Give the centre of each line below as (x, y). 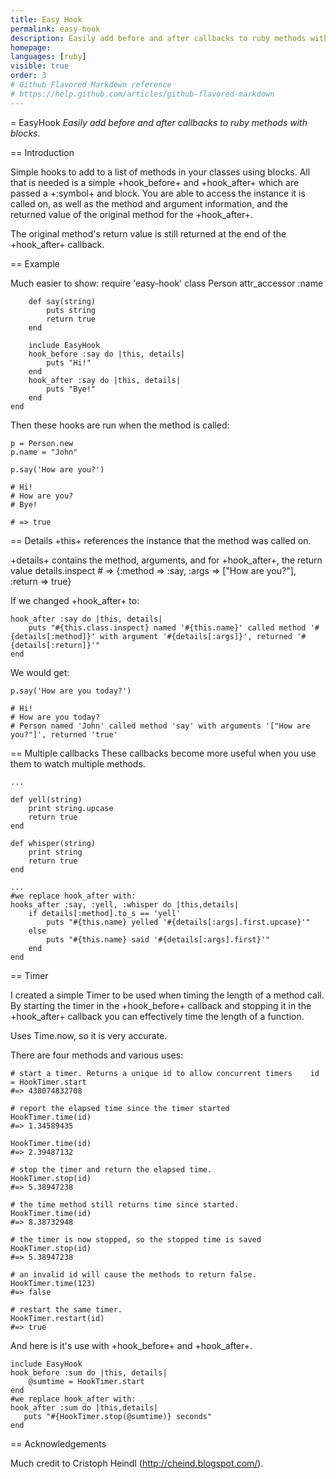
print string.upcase (71, 808)
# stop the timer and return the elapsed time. (111, 1169)
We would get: (40, 672)
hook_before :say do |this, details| (107, 354)
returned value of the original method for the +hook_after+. (132, 214)
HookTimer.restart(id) (57, 1318)
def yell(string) (46, 799)
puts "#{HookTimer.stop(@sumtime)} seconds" (118, 1416)
